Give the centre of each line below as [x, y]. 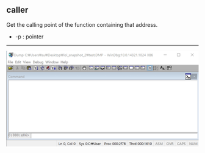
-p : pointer [29, 37]
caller [17, 10]
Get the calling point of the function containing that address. [82, 24]
